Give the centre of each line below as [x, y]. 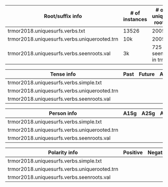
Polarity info [63, 152]
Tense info [63, 74]
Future [147, 74]
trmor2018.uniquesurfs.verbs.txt [46, 31]
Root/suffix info [63, 16]
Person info [63, 113]
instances [135, 19]
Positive [133, 152]
